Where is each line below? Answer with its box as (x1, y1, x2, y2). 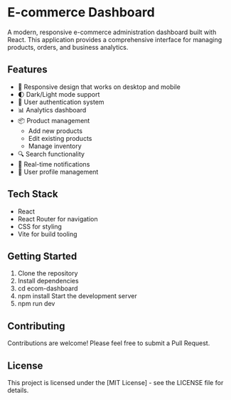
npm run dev (17, 300, 55, 308)
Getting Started (7, 250, 77, 262)
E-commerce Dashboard (7, 4, 155, 21)
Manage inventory (28, 142, 82, 150)
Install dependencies (17, 277, 80, 285)
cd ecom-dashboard (17, 284, 78, 293)
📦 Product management (17, 116, 90, 125)
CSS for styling (17, 222, 63, 231)
